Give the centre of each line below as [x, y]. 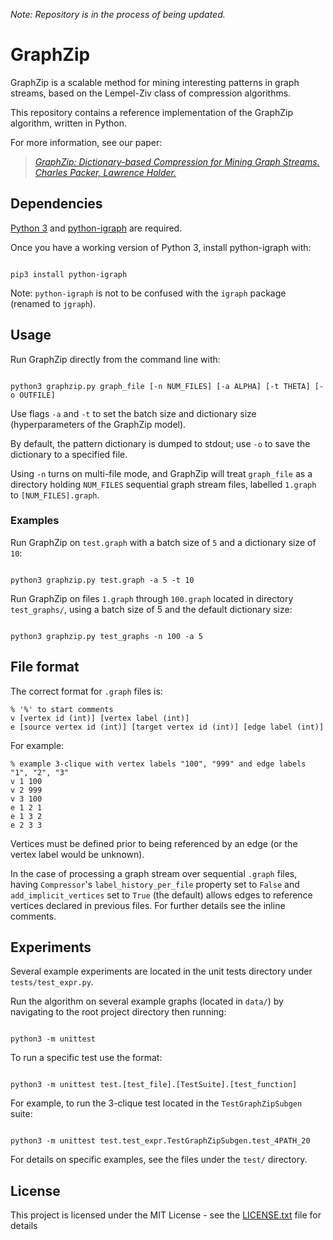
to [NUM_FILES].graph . [55, 495]
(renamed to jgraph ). [53, 303]
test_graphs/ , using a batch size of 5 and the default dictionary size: [151, 609]
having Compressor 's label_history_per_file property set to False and [155, 884]
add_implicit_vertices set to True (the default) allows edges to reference [161, 895]
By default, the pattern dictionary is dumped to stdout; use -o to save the [160, 443]
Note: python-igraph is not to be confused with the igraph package [148, 293]
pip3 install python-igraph [69, 274]
